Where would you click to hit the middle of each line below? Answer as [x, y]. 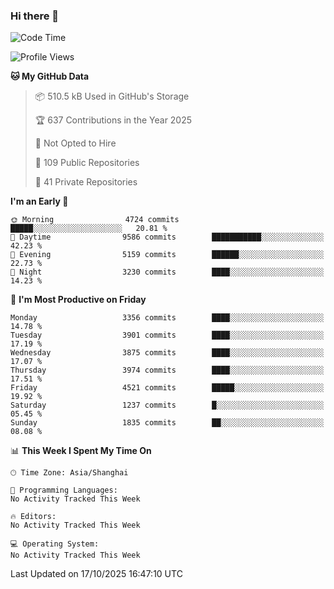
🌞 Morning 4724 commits [95, 220]
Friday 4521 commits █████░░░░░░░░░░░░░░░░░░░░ [167, 388]
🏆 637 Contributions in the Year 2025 [113, 120]
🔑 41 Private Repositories [86, 182]
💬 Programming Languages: [64, 490]
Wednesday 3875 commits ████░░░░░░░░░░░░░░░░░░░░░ [167, 353]
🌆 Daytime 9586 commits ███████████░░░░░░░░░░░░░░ [167, 237]
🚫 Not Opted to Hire [75, 143]
